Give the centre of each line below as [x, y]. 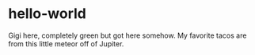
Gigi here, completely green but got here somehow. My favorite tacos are [127, 35]
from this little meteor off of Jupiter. [66, 43]
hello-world [48, 14]
